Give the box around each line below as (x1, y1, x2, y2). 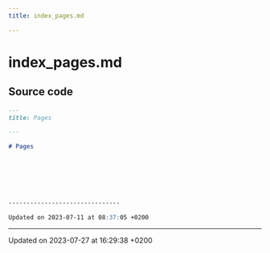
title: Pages (8, 114, 52, 122)
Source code (8, 85, 74, 98)
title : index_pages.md (8, 11, 84, 20)
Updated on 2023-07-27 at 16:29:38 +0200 (8, 235, 153, 245)
